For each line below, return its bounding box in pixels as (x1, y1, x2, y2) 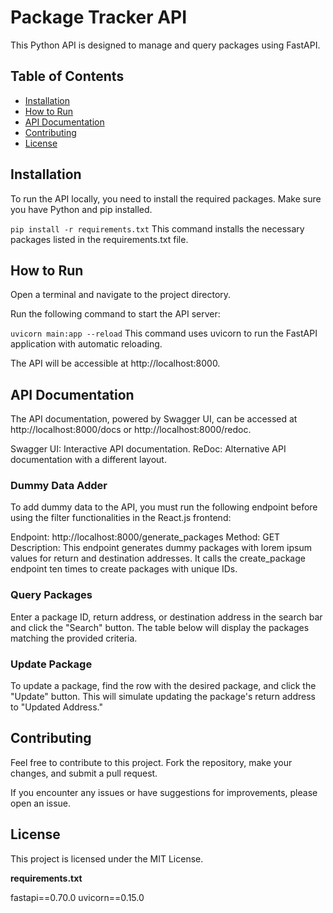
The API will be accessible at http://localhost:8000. (10, 357, 221, 370)
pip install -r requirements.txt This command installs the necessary (10, 222, 305, 235)
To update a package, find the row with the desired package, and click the (10, 680, 317, 692)
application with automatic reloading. (10, 338, 163, 350)
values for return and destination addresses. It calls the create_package (10, 552, 306, 565)
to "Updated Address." (10, 701, 104, 713)
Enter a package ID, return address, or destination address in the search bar (10, 611, 323, 623)
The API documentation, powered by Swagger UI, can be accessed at (10, 413, 298, 425)
